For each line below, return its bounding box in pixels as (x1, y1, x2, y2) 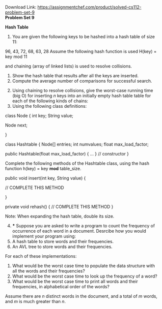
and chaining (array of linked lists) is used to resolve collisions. (5, 63, 132, 69)
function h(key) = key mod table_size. (5, 166, 81, 171)
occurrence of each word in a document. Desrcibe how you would (12, 228, 146, 234)
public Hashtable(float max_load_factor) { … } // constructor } (5, 151, 129, 156)
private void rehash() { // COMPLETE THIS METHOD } (5, 204, 114, 210)
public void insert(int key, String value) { (5, 175, 86, 181)
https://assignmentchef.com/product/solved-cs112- (37, 4, 141, 10)
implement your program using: (12, 233, 76, 239)
